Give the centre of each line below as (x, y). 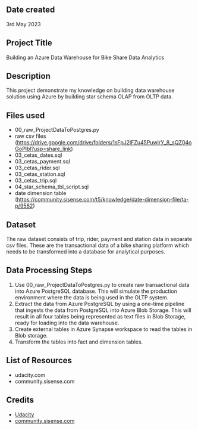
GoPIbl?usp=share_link (43, 149)
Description (28, 76)
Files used (26, 115)
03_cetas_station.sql (40, 174)
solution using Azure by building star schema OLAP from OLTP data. (90, 97)
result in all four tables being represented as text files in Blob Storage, (100, 316)
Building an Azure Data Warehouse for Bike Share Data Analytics (85, 57)
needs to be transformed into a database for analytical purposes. (86, 252)
